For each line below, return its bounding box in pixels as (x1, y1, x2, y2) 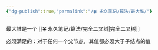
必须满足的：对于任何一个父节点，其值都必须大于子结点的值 (6, 37, 151, 44)
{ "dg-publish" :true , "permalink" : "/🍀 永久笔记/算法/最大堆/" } (6, 8, 152, 15)
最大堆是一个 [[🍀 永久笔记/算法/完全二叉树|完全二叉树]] (6, 25, 140, 32)
